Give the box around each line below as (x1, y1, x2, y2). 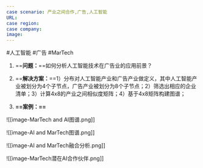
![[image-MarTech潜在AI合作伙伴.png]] (6, 155, 104, 162)
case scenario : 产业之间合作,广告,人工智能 (6, 9, 108, 15)
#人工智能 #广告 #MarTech (6, 49, 74, 57)
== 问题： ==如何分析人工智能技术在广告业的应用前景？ (15, 62, 152, 69)
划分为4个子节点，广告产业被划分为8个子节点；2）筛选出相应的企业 (26, 83, 197, 90)
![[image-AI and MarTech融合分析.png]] (6, 142, 105, 149)
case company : (6, 26, 43, 32)
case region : (6, 20, 40, 26)
